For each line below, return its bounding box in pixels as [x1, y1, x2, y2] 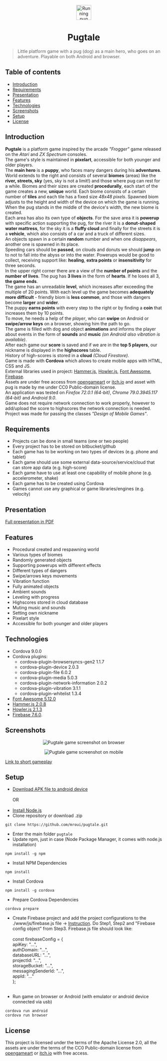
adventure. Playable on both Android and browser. [17, 53, 121, 59]
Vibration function [12, 578, 50, 584]
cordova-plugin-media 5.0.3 [19, 674, 78, 680]
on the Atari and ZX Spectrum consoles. [5, 151, 88, 157]
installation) [12, 842, 36, 848]
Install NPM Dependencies [12, 860, 67, 866]
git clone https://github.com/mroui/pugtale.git [5, 822, 108, 827]
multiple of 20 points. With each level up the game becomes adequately [5, 289, 154, 295]
